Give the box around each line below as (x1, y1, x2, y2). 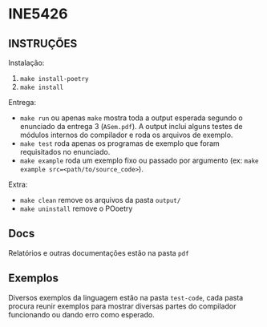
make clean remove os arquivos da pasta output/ (19, 196, 181, 204)
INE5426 (8, 5, 68, 23)
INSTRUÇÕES (8, 37, 78, 50)
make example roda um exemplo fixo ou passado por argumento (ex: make (19, 155, 259, 165)
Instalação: (8, 58, 45, 67)
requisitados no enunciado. (19, 147, 111, 156)
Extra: (8, 180, 28, 189)
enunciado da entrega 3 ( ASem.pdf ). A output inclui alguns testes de (19, 122, 243, 131)
